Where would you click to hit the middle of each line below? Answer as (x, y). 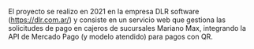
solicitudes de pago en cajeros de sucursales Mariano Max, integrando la (127, 28)
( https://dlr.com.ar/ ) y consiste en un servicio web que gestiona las (117, 20)
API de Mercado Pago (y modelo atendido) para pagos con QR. (110, 36)
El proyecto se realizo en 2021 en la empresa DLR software (104, 11)
